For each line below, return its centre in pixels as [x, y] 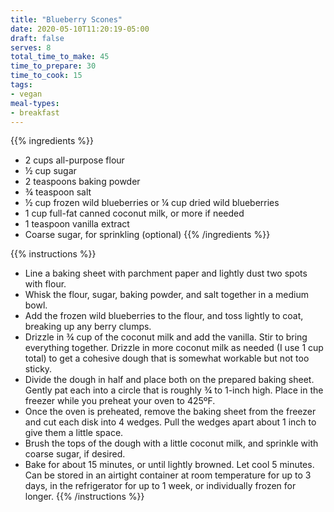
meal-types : [35, 103]
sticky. [38, 369]
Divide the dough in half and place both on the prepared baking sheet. [169, 380]
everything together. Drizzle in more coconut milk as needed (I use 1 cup [174, 348]
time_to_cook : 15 [46, 76]
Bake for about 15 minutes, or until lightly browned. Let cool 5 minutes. [169, 465]
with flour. [45, 284]
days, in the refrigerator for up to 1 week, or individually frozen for [160, 486]
